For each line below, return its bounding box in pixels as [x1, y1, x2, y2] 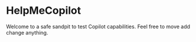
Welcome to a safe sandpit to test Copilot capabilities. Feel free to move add [6, 23, 191, 30]
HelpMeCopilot [6, 4, 81, 17]
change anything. [6, 29, 49, 36]
